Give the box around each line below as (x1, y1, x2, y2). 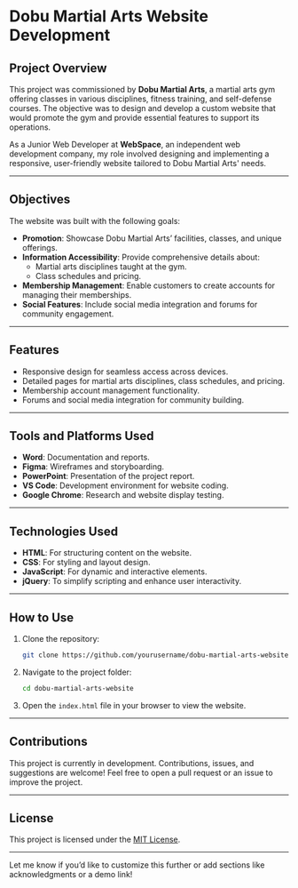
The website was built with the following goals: (9, 215, 180, 226)
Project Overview (9, 60, 107, 76)
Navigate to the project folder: (21, 667, 132, 677)
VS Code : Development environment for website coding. (21, 480, 229, 491)
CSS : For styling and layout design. (21, 557, 151, 568)
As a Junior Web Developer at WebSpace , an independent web (9, 140, 241, 149)
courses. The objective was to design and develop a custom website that (9, 103, 277, 113)
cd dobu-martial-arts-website (21, 684, 135, 692)
